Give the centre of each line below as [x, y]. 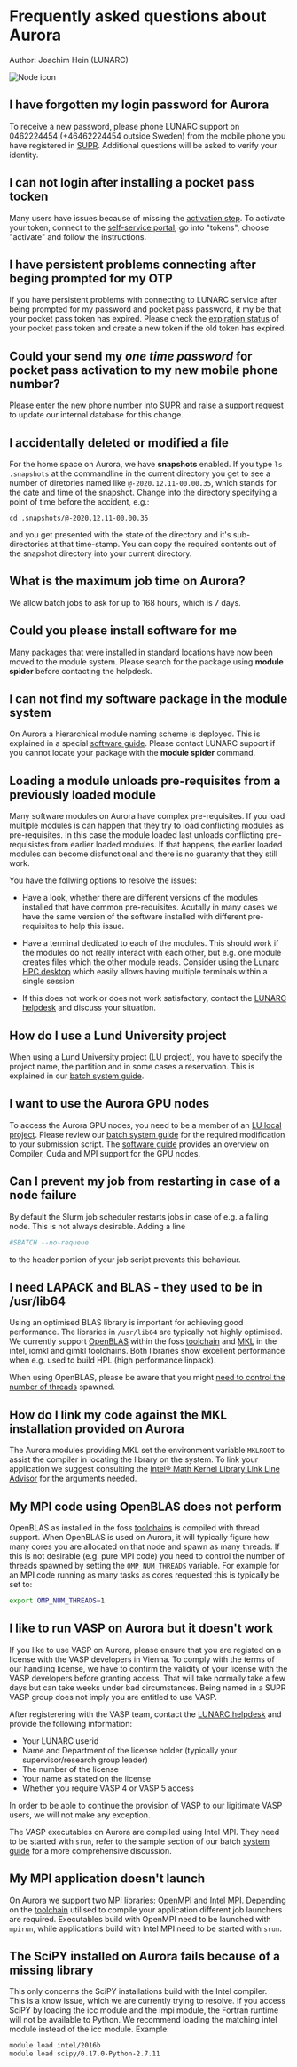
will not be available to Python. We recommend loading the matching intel [143, 2020]
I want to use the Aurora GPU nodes [109, 1104]
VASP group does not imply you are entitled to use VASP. [113, 1697]
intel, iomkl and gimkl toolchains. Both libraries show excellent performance [147, 1351]
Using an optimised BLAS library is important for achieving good [126, 1323]
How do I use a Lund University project [118, 1035]
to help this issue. [92, 926]
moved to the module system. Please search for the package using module [146, 661]
